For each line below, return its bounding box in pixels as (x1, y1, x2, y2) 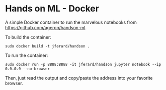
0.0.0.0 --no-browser (5, 66, 50, 71)
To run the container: (5, 52, 48, 58)
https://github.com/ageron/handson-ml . (5, 24, 87, 30)
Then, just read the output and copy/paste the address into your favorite (5, 75, 153, 81)
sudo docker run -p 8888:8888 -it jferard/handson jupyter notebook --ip (5, 62, 162, 67)
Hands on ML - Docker (5, 3, 99, 14)
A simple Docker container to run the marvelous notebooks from (5, 19, 137, 25)
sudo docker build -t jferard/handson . (5, 44, 90, 48)
